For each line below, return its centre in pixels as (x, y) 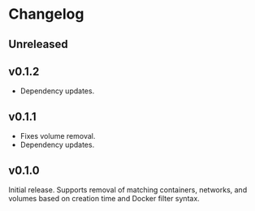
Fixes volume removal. (58, 136)
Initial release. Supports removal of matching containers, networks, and (128, 190)
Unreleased (39, 44)
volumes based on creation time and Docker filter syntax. (104, 199)
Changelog (46, 14)
